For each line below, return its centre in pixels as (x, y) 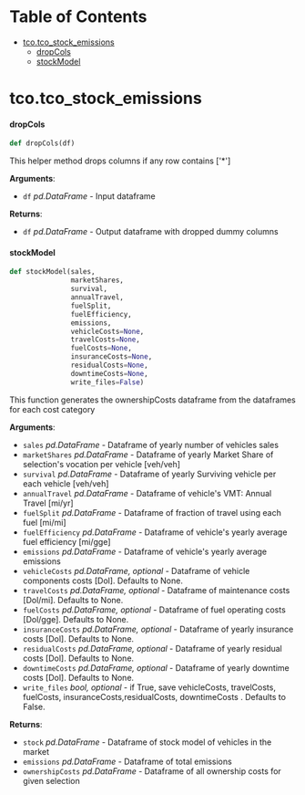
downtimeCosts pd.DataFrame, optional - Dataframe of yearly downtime (156, 667)
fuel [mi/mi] (44, 522)
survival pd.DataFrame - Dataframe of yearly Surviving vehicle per (149, 474)
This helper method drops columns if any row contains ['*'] (120, 161)
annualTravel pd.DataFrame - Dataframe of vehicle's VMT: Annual (147, 493)
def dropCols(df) (42, 143)
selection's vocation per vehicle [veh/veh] (101, 464)
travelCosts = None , (106, 340)
